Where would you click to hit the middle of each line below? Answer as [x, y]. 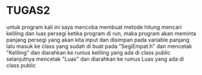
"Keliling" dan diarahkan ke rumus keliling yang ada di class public [88, 52]
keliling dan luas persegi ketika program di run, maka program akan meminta [101, 33]
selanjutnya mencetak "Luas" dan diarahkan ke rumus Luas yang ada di [95, 59]
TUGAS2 [28, 10]
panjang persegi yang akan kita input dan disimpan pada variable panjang [98, 40]
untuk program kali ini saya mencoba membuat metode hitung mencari [94, 27]
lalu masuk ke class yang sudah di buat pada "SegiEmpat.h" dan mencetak [99, 46]
